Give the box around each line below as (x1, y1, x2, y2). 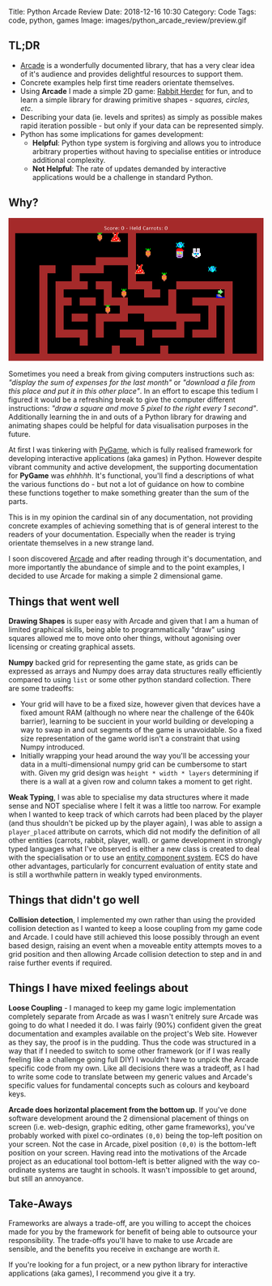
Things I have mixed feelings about (8, 981, 189, 995)
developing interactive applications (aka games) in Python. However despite (8, 454, 262, 464)
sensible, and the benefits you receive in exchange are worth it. (8, 1244, 220, 1254)
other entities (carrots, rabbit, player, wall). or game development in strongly (8, 835, 262, 845)
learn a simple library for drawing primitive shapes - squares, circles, (19, 95, 250, 105)
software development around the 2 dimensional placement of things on (8, 1113, 249, 1123)
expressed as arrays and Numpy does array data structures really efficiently (8, 666, 262, 676)
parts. (8, 497, 28, 506)
